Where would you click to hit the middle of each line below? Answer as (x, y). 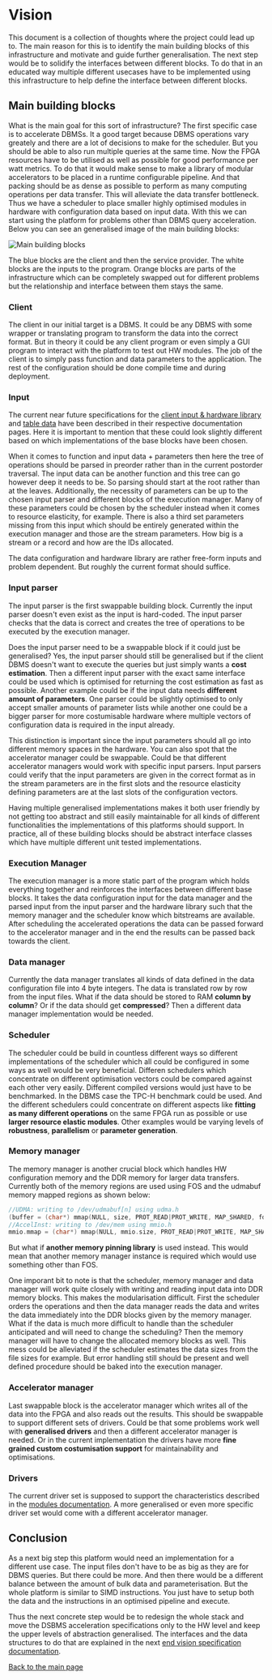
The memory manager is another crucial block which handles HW (117, 1169)
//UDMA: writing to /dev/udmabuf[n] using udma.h (94, 1209)
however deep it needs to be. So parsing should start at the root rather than (134, 482)
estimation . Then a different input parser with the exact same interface (127, 673)
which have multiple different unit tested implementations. (105, 842)
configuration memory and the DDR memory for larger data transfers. (124, 1178)
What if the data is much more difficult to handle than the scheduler (121, 1323)
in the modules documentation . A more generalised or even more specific (131, 1504)
